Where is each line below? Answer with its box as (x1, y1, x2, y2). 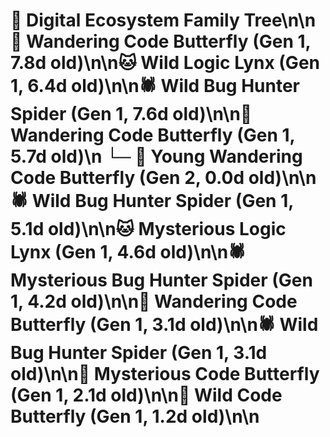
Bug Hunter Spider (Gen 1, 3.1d (10, 342, 268, 364)
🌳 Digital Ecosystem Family (10, 9, 240, 32)
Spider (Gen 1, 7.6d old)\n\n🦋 (10, 103, 253, 126)
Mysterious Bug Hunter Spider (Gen (10, 269, 313, 292)
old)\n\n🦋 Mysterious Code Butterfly (10, 363, 320, 386)
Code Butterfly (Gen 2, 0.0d (10, 167, 245, 189)
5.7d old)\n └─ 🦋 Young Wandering (10, 145, 303, 168)
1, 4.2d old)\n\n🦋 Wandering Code (10, 290, 298, 313)
